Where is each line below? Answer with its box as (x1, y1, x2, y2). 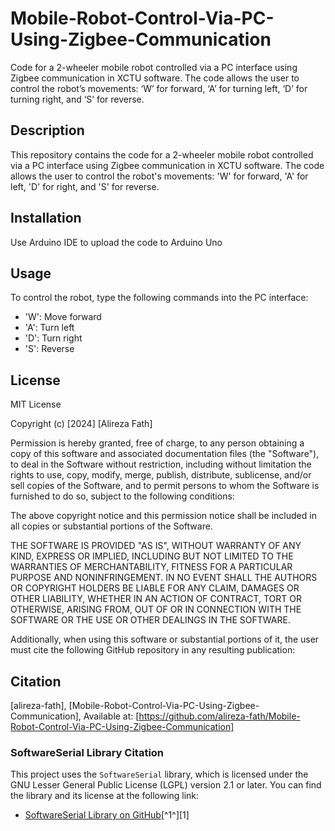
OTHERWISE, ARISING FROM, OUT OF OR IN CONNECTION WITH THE (10, 603, 302, 616)
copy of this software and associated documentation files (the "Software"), (10, 448, 320, 460)
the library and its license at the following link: (10, 790, 200, 802)
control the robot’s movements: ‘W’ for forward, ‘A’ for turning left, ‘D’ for (10, 82, 308, 94)
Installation (10, 210, 82, 227)
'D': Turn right (24, 332, 83, 344)
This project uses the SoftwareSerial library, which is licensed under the (10, 768, 309, 781)
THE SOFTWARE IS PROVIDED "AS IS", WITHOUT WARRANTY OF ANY (10, 540, 302, 552)
